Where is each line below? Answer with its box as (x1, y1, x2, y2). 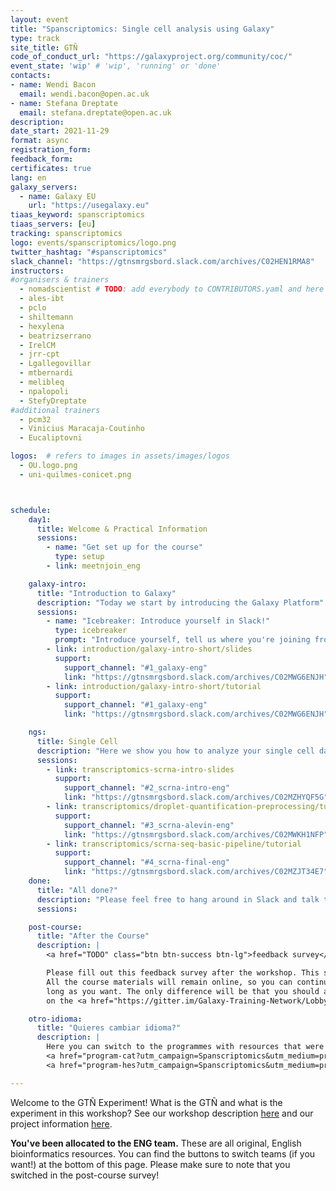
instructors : (10, 266, 65, 276)
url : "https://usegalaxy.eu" (28, 201, 150, 211)
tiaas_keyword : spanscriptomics (10, 210, 145, 220)
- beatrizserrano (19, 331, 92, 341)
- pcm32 (19, 414, 52, 425)
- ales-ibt (19, 294, 65, 304)
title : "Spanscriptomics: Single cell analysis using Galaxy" (10, 24, 275, 34)
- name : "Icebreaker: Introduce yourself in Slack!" (46, 616, 271, 626)
